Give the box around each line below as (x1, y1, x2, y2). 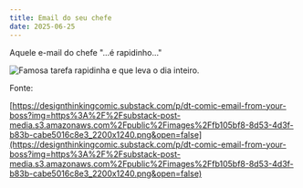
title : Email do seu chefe (9, 13, 112, 23)
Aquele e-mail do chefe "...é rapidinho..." (9, 47, 162, 57)
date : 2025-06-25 (9, 22, 76, 31)
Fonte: (9, 82, 34, 93)
